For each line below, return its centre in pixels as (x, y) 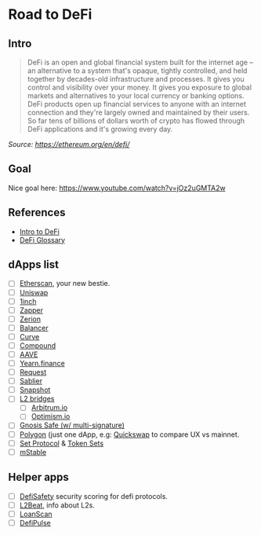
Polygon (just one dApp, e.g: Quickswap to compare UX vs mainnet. (129, 434)
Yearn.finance (42, 363)
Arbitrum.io (49, 408)
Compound (38, 345)
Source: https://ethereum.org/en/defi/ (69, 144)
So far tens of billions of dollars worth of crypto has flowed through (136, 121)
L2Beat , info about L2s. (57, 505)
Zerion (30, 319)
